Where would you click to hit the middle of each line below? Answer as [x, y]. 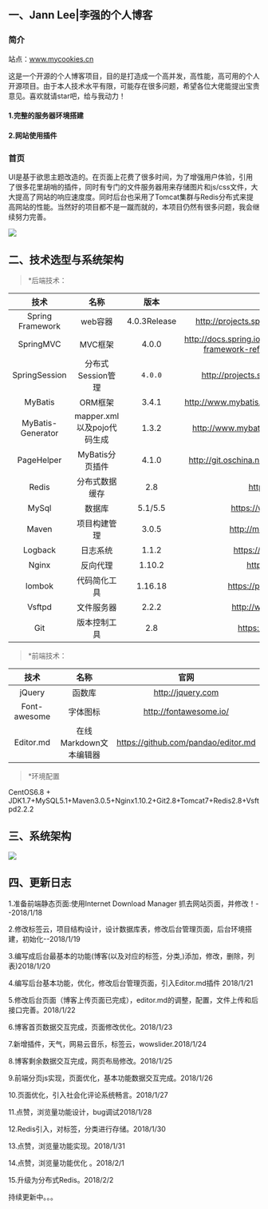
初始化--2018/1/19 [51, 939]
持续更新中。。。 [33, 1197]
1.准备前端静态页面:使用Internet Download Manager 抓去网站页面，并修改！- [134, 904]
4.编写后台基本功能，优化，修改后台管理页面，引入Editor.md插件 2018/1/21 [131, 983]
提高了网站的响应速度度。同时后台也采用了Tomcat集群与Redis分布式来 [131, 197]
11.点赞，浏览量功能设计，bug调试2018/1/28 [80, 1111]
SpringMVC [39, 344]
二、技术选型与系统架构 [66, 259]
